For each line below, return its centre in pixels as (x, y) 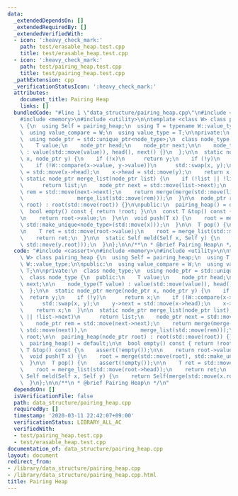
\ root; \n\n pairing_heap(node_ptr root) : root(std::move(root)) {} (126, 337)
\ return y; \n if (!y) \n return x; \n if (100, 297)
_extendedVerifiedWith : (49, 34)
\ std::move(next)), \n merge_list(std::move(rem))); (125, 330)
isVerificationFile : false (53, 396)
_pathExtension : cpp (44, 80)
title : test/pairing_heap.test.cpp (73, 73)
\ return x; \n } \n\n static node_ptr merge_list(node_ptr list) (125, 310)
